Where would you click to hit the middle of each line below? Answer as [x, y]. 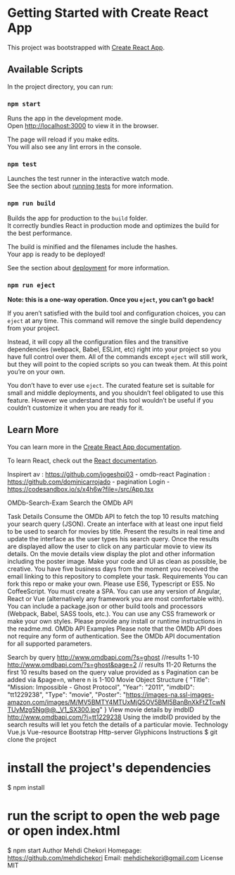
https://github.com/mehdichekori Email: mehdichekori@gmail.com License [115, 857]
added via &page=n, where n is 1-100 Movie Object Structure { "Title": [108, 679]
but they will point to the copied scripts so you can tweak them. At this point [117, 364]
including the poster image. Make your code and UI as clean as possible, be [117, 561]
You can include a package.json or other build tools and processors [105, 606]
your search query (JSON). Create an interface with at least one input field [115, 524]
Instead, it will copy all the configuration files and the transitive [98, 341]
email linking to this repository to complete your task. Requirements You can [118, 576]
